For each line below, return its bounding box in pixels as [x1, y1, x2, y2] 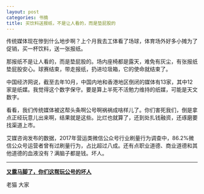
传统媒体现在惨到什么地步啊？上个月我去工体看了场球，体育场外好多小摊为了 [6, 38, 198, 45]
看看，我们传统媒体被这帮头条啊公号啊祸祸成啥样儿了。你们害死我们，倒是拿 [6, 107, 198, 114]
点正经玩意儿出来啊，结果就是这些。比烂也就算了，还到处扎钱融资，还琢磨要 [6, 114, 198, 121]
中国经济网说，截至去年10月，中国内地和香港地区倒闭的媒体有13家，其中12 [6, 78, 193, 85]
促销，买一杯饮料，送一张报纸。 [6, 45, 86, 52]
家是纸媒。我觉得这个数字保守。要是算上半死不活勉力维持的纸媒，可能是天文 [6, 86, 198, 93]
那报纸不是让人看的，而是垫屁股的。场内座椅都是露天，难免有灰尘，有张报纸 [6, 58, 198, 65]
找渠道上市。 [6, 122, 38, 129]
